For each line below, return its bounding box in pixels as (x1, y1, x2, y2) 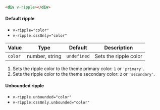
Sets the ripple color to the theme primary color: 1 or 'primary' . (12, 66, 145, 72)
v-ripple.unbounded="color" (12, 95, 72, 100)
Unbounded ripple (5, 82, 44, 88)
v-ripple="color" (12, 28, 49, 33)
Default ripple (5, 16, 35, 22)
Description (104, 44, 133, 51)
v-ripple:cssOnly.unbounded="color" (12, 100, 90, 105)
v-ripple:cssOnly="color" (12, 33, 67, 38)
